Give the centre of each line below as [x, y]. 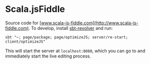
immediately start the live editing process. [48, 56]
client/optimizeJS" [25, 41]
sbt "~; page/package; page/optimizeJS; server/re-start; [67, 37]
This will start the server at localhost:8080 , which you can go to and [75, 51]
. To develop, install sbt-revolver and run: [71, 28]
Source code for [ [23, 23]
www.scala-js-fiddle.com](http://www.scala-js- [90, 23]
